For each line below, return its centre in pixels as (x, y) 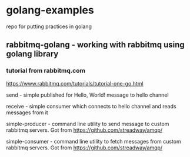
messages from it (27, 112)
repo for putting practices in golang (49, 26)
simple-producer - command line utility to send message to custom (88, 124)
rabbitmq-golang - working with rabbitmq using (96, 45)
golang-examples (50, 10)
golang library (32, 54)
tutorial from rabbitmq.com (46, 71)
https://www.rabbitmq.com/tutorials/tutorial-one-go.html (75, 83)
